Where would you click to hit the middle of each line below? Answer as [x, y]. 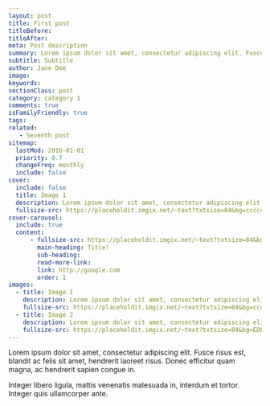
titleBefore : [30, 31]
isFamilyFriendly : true [48, 113]
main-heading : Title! [74, 248]
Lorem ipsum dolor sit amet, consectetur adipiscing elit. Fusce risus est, [127, 353]
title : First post [39, 23]
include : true [39, 225]
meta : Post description [48, 46]
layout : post [30, 16]
